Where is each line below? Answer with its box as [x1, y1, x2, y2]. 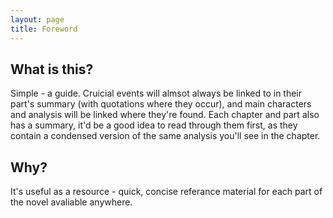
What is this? [10, 61, 94, 78]
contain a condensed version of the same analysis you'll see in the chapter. [10, 130, 321, 142]
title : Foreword [10, 24, 78, 34]
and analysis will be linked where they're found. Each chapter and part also [10, 109, 320, 121]
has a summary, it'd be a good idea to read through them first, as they [10, 119, 298, 131]
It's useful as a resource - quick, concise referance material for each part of [10, 186, 323, 198]
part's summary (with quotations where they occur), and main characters [10, 98, 312, 110]
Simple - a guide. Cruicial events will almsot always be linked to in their [10, 87, 303, 100]
